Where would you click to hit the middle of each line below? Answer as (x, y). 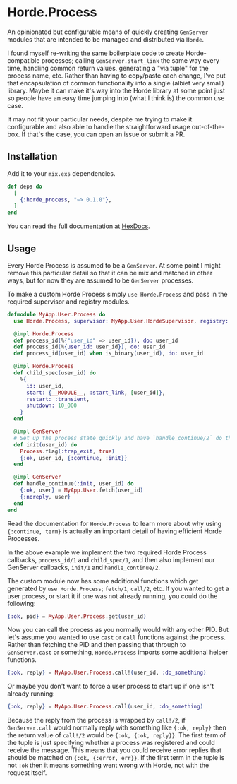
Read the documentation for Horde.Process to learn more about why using (115, 523)
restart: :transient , (58, 399)
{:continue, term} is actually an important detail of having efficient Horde (115, 531)
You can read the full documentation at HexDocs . (79, 226)
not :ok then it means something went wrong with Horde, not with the (108, 765)
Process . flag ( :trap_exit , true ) (67, 451)
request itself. (27, 773)
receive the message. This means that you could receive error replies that (115, 750)
